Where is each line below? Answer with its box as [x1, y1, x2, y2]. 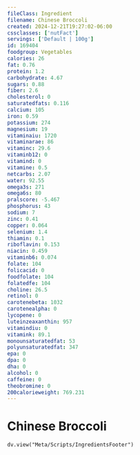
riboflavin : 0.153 [7, 241, 60, 249]
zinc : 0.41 [7, 215, 39, 222]
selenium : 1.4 [7, 229, 48, 235]
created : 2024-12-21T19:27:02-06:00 [7, 23, 112, 30]
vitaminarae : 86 [7, 139, 54, 146]
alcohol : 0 [7, 369, 39, 376]
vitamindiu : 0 [7, 325, 48, 331]
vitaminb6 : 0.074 [7, 254, 57, 261]
